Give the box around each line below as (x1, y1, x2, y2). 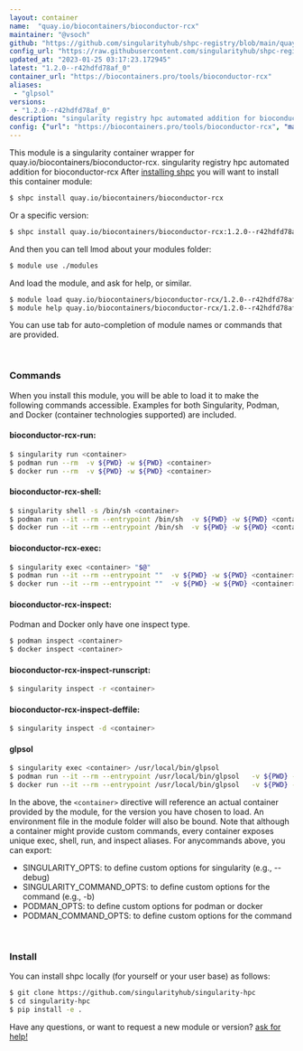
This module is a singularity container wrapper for (9, 147, 195, 158)
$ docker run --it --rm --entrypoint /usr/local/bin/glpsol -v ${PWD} (9, 781, 289, 790)
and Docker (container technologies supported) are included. (9, 408, 237, 420)
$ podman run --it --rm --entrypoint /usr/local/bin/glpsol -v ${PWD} (9, 772, 289, 782)
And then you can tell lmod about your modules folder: (9, 243, 212, 254)
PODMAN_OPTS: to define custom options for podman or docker (22, 901, 263, 912)
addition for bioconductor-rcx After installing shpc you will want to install (9, 166, 280, 177)
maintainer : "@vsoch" (9, 30, 91, 39)
